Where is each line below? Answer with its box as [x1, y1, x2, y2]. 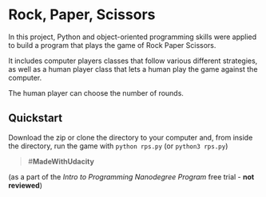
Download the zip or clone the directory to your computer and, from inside [8, 132, 253, 142]
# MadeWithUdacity [27, 156, 94, 166]
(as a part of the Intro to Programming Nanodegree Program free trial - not [8, 171, 255, 181]
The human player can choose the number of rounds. [8, 88, 184, 97]
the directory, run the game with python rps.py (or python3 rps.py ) [8, 141, 228, 151]
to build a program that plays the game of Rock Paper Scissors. [8, 40, 216, 49]
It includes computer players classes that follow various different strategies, [8, 56, 258, 65]
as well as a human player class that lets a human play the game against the [8, 64, 258, 73]
